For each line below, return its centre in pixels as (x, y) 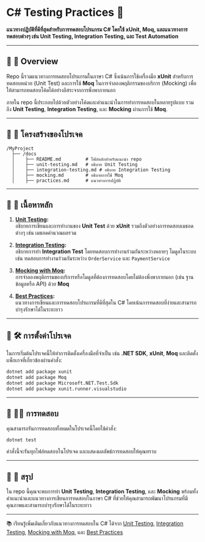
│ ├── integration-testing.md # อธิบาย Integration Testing (91, 170)
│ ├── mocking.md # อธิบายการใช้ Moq (67, 175)
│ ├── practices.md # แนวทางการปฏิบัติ (66, 180)
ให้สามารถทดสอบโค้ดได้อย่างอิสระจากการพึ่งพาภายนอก (61, 90)
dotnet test (21, 440)
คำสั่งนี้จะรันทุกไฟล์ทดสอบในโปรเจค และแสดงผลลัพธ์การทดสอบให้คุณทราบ (81, 452)
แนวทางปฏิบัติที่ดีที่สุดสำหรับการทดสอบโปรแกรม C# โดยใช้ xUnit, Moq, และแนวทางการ (97, 29)
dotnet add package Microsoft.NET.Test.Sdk (63, 383)
